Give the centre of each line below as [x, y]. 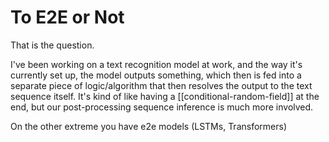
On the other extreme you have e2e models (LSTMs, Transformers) [149, 126]
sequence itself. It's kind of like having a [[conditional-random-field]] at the [165, 96]
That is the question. [52, 45]
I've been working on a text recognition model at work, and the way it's [156, 64]
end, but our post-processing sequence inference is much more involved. [162, 107]
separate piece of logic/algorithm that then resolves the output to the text [161, 85]
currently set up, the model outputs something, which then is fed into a [156, 75]
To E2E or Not [67, 17]
